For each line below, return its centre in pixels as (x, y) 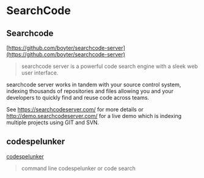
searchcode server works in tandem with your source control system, (94, 84)
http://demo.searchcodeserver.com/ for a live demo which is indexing (94, 116)
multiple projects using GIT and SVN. (53, 122)
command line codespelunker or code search (78, 168)
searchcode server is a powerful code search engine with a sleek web (110, 66)
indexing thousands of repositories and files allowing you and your (90, 91)
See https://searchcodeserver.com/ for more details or (75, 109)
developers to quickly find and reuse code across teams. (78, 98)
